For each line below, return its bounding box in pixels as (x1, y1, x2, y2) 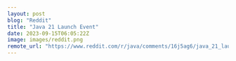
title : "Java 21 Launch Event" (7, 23, 99, 30)
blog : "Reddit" (7, 17, 52, 24)
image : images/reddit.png (7, 36, 83, 43)
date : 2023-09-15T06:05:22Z (7, 29, 90, 37)
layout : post (7, 10, 46, 18)
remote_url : (7, 43, 42, 50)
